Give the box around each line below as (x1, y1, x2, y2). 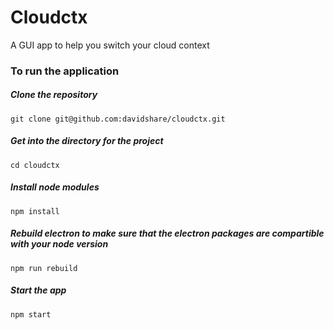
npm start (10, 309, 52, 320)
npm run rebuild (10, 263, 78, 273)
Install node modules (10, 181, 100, 193)
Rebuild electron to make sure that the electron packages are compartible (10, 227, 325, 240)
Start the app (10, 284, 67, 296)
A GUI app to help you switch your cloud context (10, 39, 210, 51)
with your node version (10, 238, 109, 250)
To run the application (10, 64, 120, 78)
